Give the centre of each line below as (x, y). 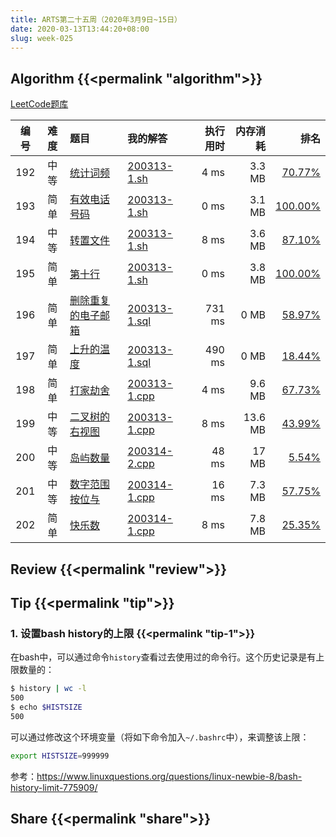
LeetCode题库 (39, 104)
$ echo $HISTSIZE (46, 707)
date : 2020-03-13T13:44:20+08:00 (80, 29)
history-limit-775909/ (54, 787)
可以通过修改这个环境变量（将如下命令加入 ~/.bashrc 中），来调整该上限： (160, 737)
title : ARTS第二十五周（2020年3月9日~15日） (96, 19)
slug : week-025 (42, 38)
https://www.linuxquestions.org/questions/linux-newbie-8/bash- (169, 776)
